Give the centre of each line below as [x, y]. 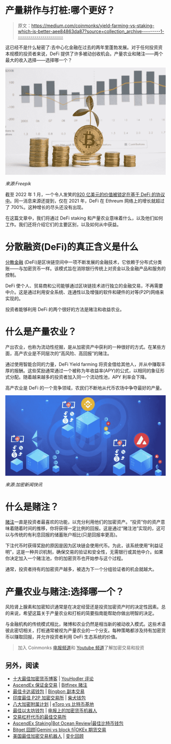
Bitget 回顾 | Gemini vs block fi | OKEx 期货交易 [60, 730]
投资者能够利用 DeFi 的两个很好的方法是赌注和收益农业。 [65, 309]
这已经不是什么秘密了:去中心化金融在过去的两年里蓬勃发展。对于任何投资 [82, 47]
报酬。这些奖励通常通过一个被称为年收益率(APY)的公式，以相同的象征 [87, 370]
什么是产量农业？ [41, 332]
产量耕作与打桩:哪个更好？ [60, 10]
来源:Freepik [18, 183]
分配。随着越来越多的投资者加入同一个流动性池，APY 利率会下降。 [79, 377]
